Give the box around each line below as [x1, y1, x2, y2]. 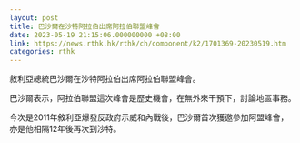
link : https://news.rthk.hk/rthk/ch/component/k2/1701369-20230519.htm [9, 38, 286, 48]
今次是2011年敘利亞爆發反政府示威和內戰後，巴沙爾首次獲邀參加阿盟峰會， [9, 112, 289, 123]
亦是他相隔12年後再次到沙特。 [9, 124, 122, 135]
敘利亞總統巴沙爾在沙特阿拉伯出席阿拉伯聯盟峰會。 [9, 74, 201, 85]
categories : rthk [9, 47, 75, 56]
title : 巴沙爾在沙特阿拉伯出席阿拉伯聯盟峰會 [9, 22, 161, 31]
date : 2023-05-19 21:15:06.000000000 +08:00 [9, 30, 181, 39]
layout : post [9, 13, 59, 23]
